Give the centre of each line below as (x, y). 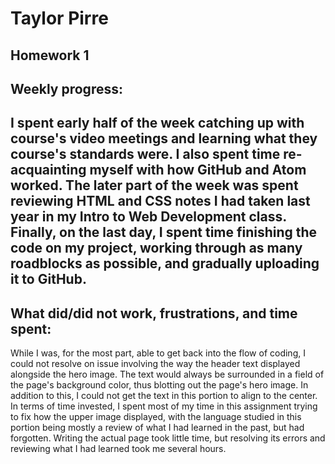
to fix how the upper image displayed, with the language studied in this (156, 417)
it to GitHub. (48, 279)
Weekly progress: (66, 88)
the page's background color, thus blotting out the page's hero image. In (159, 385)
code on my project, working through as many (156, 248)
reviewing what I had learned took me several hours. (118, 449)
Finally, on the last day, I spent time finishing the (164, 232)
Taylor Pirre (59, 18)
